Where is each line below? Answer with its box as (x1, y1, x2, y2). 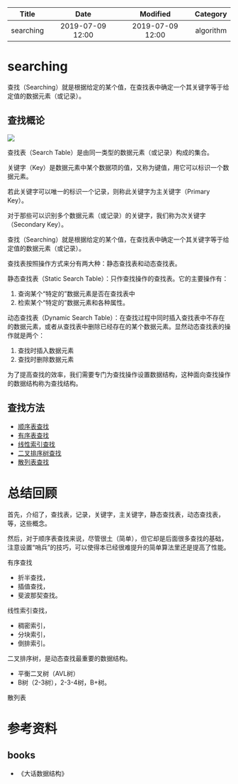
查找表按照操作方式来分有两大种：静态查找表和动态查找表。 (7, 259, 181, 267)
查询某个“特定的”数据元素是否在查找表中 (17, 289, 136, 298)
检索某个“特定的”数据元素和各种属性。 (17, 298, 130, 306)
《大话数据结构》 (17, 769, 68, 778)
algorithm (195, 26, 227, 35)
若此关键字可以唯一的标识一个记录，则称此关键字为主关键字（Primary (7, 187, 210, 195)
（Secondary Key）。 (7, 220, 68, 228)
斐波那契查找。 (17, 591, 62, 599)
